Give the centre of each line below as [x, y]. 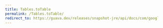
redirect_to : [18, 18]
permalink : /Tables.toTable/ [34, 14]
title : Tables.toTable [28, 9]
